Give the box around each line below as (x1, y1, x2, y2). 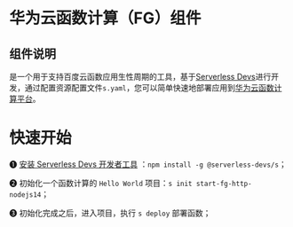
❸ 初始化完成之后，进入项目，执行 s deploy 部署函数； (9, 207, 211, 218)
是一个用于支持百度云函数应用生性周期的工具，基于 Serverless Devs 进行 (9, 72, 272, 82)
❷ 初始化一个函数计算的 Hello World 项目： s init (9, 177, 193, 188)
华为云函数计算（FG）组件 (9, 8, 202, 28)
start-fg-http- (195, 179, 252, 188)
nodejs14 (9, 190, 42, 200)
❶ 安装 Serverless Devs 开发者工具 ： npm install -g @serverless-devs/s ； (9, 159, 287, 169)
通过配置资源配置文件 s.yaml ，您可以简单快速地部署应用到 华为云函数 (24, 82, 274, 93)
